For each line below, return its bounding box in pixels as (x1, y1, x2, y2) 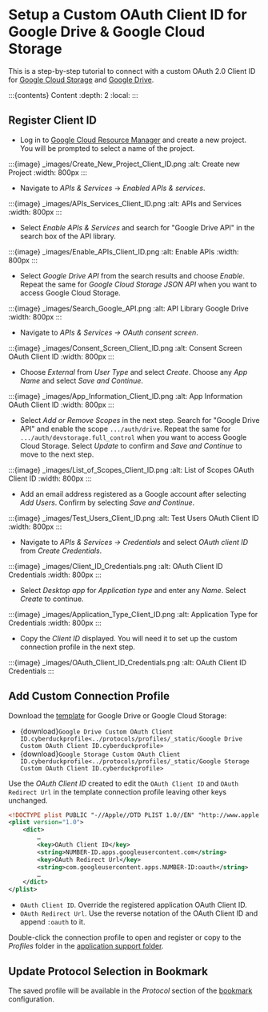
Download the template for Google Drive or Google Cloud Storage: (8, 710, 227, 720)
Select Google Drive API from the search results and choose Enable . (19, 270, 246, 280)
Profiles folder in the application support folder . (8, 941, 164, 951)
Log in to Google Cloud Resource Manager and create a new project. (19, 135, 246, 144)
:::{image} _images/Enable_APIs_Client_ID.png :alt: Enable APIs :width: (8, 246, 239, 256)
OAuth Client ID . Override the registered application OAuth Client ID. (19, 900, 247, 910)
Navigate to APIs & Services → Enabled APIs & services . (19, 183, 206, 193)
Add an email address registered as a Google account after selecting (19, 489, 246, 498)
